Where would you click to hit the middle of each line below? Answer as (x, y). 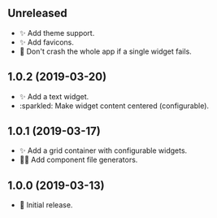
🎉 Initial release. (46, 205)
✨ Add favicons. (46, 42)
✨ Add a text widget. (54, 96)
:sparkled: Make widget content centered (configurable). (114, 106)
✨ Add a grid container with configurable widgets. (103, 150)
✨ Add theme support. (57, 33)
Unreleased (38, 13)
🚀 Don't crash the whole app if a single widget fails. (105, 51)
